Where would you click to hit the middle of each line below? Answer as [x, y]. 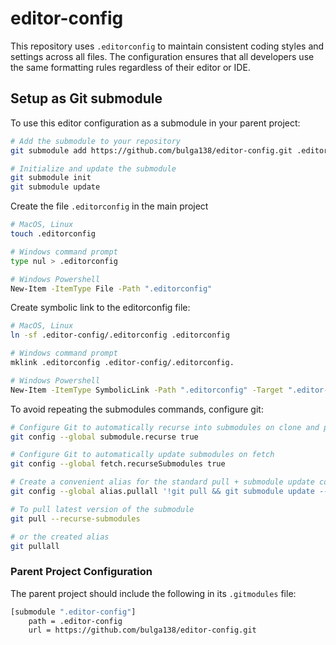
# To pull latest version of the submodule [102, 509]
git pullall [35, 546]
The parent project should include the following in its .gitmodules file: [153, 593]
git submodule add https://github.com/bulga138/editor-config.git [151, 150]
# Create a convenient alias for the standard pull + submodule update [162, 482]
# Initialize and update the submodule [93, 168]
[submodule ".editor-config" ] [73, 612]
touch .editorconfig [53, 234]
